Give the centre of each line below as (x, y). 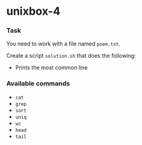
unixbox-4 (33, 11)
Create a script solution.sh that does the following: (71, 56)
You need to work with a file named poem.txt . (63, 44)
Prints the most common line (51, 68)
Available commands (38, 84)
